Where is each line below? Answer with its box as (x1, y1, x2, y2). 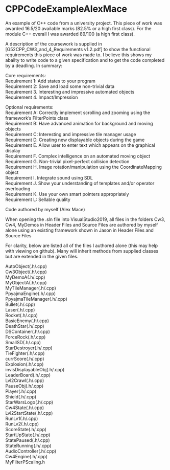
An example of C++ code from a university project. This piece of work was (5, 20, 162, 26)
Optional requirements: (5, 104, 54, 110)
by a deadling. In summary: (5, 62, 63, 69)
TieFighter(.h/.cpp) (5, 350, 45, 356)
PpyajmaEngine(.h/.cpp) (5, 290, 56, 297)
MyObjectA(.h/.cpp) (5, 279, 47, 285)
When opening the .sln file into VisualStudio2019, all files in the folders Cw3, (5, 216, 165, 222)
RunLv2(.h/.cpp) (5, 420, 39, 427)
